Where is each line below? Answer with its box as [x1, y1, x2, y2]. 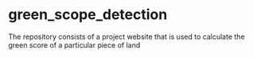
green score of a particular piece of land [8, 40, 141, 49]
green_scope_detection [8, 6, 168, 24]
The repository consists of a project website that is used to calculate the [8, 32, 245, 41]
